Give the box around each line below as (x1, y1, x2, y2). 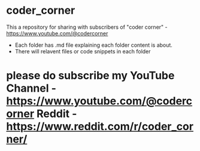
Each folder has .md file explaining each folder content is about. (14, 41, 172, 49)
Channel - (6, 81, 57, 95)
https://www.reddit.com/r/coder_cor (6, 120, 193, 134)
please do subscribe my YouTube (6, 69, 175, 83)
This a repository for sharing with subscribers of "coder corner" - (6, 23, 168, 31)
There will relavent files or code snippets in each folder (14, 47, 151, 55)
